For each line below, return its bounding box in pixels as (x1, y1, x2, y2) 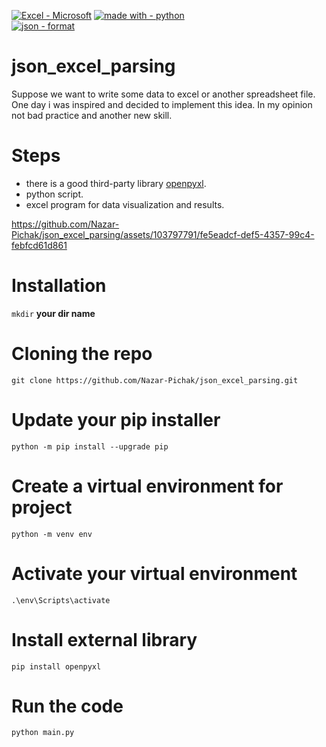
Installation (11, 275, 107, 297)
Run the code (11, 695, 124, 717)
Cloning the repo (11, 343, 153, 365)
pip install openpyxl (11, 661, 102, 672)
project (11, 496, 73, 519)
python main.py (11, 728, 75, 738)
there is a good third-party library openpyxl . (25, 177, 207, 189)
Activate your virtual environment (11, 562, 298, 585)
